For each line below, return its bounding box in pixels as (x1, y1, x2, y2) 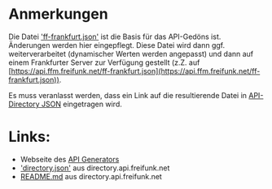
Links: (8, 127, 51, 146)
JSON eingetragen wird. (41, 99, 122, 109)
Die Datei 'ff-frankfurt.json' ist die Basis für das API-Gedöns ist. (8, 32, 222, 41)
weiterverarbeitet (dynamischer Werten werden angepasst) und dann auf (8, 49, 254, 58)
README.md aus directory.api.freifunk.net (20, 171, 163, 181)
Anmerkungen (8, 5, 108, 24)
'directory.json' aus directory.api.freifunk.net (20, 163, 170, 173)
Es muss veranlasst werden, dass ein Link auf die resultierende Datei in (8, 90, 247, 100)
